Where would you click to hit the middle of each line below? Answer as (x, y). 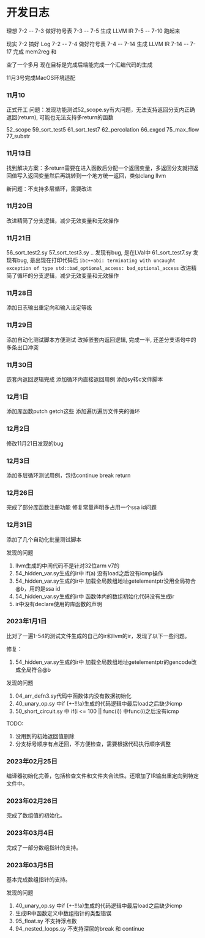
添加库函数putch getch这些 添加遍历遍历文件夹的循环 (73, 411)
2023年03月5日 (30, 865)
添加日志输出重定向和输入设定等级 (49, 307)
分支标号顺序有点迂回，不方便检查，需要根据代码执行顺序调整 (93, 744)
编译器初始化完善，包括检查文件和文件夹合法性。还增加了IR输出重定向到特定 (102, 776)
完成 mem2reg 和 (35, 51)
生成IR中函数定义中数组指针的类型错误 (63, 913)
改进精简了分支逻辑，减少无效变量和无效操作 (63, 220)
